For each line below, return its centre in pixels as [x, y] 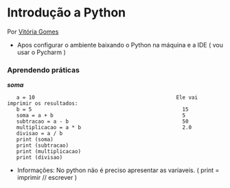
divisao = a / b [39, 134]
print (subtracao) [43, 145]
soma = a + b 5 [101, 116]
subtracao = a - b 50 [102, 121]
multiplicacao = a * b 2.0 [104, 128]
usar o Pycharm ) [42, 52]
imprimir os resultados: [43, 104]
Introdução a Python [67, 13]
